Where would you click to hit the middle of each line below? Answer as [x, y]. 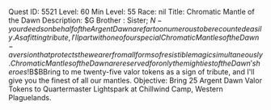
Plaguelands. [30, 97]
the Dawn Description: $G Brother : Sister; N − [85, 20]
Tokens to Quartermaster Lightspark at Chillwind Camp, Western [116, 89]
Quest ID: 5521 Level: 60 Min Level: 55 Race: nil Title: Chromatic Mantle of [131, 12]
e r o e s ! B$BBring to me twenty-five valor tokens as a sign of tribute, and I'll [131, 72]
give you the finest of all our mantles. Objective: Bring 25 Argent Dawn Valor [135, 80]
